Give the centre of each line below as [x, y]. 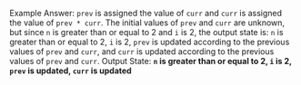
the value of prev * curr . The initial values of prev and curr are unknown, [147, 23]
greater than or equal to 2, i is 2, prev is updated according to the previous [150, 42]
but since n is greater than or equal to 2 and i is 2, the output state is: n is [146, 32]
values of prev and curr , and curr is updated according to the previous [142, 52]
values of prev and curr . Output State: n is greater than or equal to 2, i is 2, [151, 61]
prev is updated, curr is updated [70, 71]
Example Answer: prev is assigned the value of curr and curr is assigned [146, 13]
